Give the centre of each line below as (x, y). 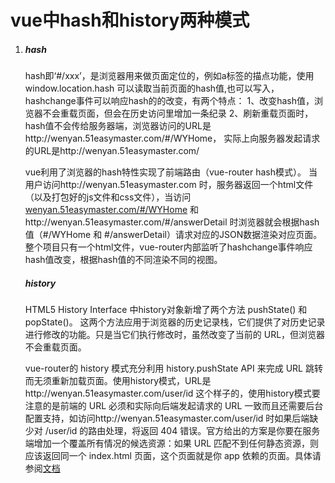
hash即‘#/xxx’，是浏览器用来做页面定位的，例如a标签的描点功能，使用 (169, 76)
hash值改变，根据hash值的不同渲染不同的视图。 (123, 260)
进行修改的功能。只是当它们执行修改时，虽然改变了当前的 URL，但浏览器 (175, 335)
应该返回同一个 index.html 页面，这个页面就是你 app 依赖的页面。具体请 (173, 456)
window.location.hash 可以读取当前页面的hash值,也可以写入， (152, 88)
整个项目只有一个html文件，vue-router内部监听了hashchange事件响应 (168, 247)
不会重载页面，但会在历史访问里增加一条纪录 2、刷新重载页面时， (178, 113)
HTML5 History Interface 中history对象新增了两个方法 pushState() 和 (166, 310)
